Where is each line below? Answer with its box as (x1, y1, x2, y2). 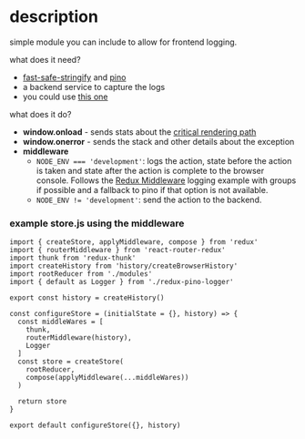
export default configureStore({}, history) (9, 421, 181, 430)
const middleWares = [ (17, 317, 104, 327)
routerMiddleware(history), (25, 333, 132, 342)
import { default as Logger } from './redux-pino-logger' (9, 278, 234, 287)
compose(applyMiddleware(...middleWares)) (25, 373, 189, 383)
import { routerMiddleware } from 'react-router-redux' (9, 246, 226, 255)
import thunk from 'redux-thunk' (9, 253, 137, 263)
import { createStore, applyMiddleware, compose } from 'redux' (9, 238, 259, 247)
